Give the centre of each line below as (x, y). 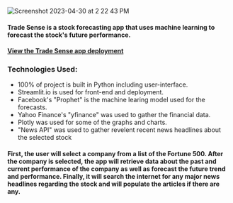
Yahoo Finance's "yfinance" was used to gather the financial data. (114, 115)
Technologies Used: (42, 70)
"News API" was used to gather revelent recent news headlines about (119, 130)
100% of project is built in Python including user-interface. (103, 84)
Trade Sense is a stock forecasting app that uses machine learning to (111, 27)
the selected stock (45, 138)
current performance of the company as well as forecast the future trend (116, 169)
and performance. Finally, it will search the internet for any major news (114, 177)
